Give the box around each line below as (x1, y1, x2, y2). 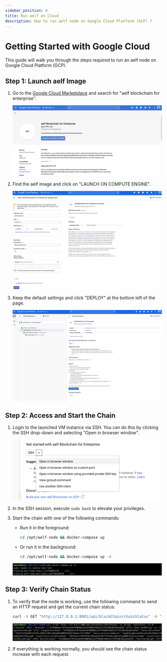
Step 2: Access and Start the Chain (5, 411, 116, 420)
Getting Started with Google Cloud (5, 40, 150, 52)
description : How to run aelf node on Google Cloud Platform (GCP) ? (5, 18, 153, 23)
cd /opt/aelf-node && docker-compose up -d (19, 554, 112, 559)
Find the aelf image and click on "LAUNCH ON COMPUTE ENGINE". (12, 181, 151, 187)
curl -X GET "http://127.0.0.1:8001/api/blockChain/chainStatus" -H (12, 614, 158, 619)
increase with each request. (12, 651, 70, 657)
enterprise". (12, 95, 37, 102)
